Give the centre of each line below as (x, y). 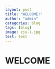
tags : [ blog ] (18, 28)
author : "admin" (22, 18)
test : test (16, 37)
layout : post (18, 9)
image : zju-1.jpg (23, 32)
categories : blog (23, 23)
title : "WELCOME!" (24, 14)
